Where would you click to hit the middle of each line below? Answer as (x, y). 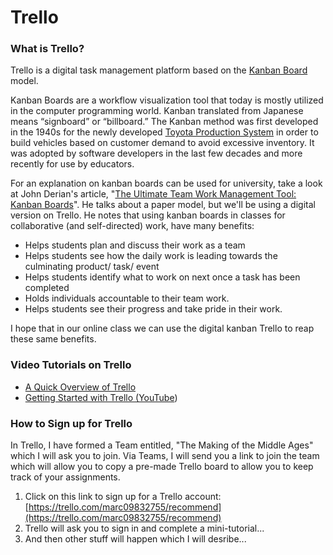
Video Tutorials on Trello (71, 365)
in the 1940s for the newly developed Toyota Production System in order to (164, 132)
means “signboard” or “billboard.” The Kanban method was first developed (164, 122)
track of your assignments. (65, 477)
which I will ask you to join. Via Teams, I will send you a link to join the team (165, 456)
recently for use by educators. (72, 164)
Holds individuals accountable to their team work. (127, 298)
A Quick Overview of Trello (80, 387)
